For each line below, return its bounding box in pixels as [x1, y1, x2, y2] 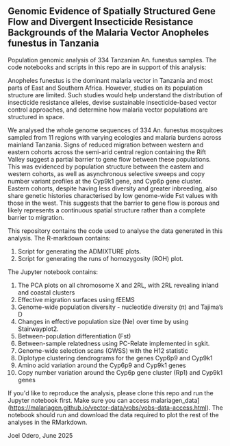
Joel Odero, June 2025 [8, 431, 73, 439]
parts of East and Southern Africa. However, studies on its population [8, 84, 203, 92]
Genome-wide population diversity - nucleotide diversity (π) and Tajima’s [17, 303, 224, 311]
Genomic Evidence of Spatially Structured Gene [8, 5, 216, 17]
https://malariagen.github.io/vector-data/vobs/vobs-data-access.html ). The [10, 404, 223, 412]
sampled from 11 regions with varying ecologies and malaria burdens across [8, 133, 222, 141]
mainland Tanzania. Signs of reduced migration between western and [8, 140, 204, 149]
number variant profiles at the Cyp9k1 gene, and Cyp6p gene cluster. [8, 177, 203, 185]
